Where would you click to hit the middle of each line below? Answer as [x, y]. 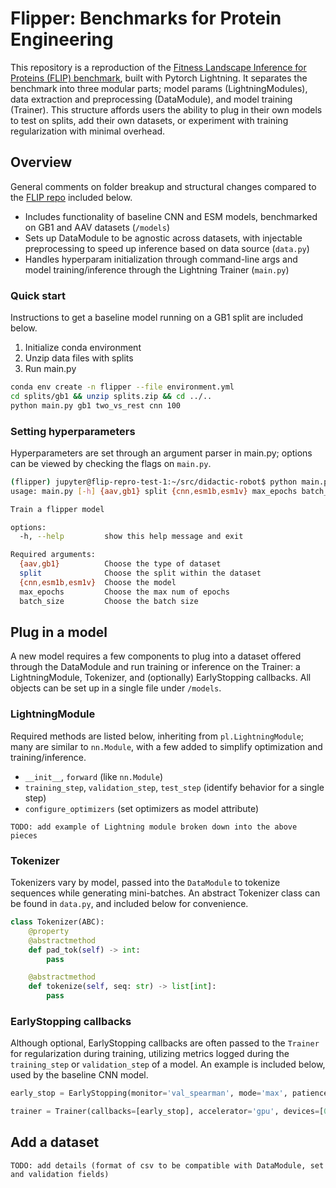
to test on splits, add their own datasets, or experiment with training [149, 120]
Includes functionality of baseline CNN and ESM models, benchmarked [171, 216]
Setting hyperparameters [73, 431]
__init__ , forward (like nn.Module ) [94, 776]
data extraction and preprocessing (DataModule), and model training [151, 99]
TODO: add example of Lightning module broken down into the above [154, 827]
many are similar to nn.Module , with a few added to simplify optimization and [166, 746]
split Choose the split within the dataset [140, 573]
